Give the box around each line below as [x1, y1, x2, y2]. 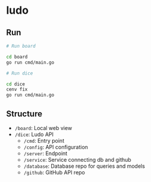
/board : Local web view [14, 124, 73, 131]
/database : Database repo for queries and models [23, 162, 146, 169]
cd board [6, 54, 28, 60]
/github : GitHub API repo [23, 168, 85, 176]
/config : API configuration [23, 143, 88, 150]
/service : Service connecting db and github [23, 156, 132, 163]
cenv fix [6, 87, 28, 92]
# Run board [6, 43, 36, 49]
